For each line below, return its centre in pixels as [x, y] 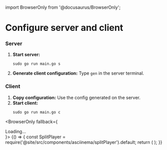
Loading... [16, 131]
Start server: [26, 55]
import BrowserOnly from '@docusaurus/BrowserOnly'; [63, 7]
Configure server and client [64, 28]
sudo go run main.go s [36, 64]
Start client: [25, 103]
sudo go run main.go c [36, 112]
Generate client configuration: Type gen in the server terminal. [78, 73]
